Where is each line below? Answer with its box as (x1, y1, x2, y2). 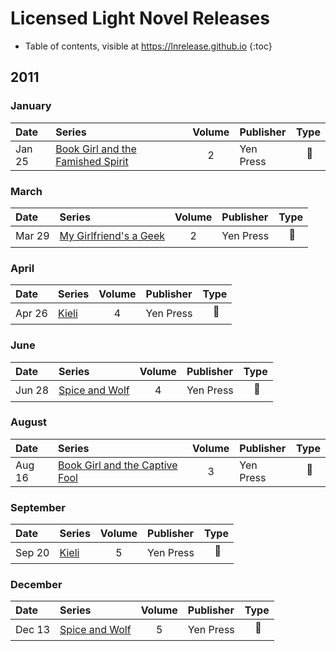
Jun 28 (15, 383, 50, 397)
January (10, 99, 52, 113)
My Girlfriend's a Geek (59, 229, 166, 243)
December (10, 578, 63, 592)
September (10, 500, 66, 514)
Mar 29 (15, 229, 50, 243)
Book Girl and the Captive (58, 458, 178, 472)
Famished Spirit (55, 154, 129, 168)
